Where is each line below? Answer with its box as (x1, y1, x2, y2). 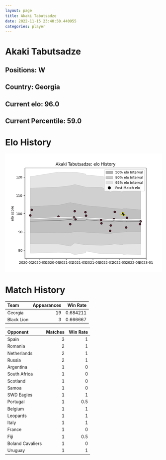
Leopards (7, 413, 27, 419)
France (7, 427, 22, 433)
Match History (5, 285, 66, 296)
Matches (46, 329, 65, 335)
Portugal (7, 399, 25, 405)
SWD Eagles (7, 392, 33, 398)
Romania (7, 343, 25, 349)
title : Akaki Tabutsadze (5, 13, 57, 18)
